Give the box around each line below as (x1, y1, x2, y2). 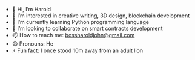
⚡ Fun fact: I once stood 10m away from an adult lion (12, 47, 144, 54)
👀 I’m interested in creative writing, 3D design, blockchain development (12, 12, 190, 19)
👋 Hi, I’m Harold (12, 6, 51, 13)
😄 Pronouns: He (12, 40, 53, 47)
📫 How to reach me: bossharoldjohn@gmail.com (12, 32, 135, 38)
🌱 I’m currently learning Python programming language (12, 19, 150, 25)
